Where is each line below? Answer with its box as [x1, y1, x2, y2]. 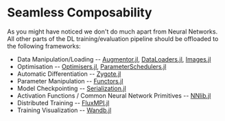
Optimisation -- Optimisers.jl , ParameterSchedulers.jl [16, 62, 167, 70]
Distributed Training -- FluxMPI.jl [16, 98, 110, 107]
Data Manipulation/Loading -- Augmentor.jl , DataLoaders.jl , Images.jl [16, 55, 211, 63]
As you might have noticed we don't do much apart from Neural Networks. [7, 27, 218, 36]
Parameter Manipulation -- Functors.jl [16, 77, 123, 85]
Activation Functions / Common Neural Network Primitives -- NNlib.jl [16, 91, 211, 100]
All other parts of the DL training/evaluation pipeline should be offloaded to [7, 34, 219, 42]
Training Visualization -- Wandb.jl [16, 106, 112, 114]
